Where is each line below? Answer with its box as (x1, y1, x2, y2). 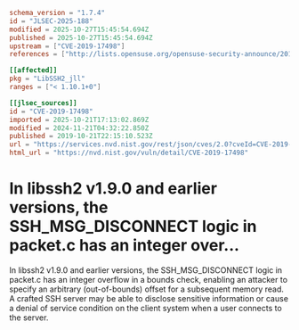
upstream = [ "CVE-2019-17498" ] (9, 41, 125, 51)
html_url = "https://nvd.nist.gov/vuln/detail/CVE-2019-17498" (9, 148, 249, 158)
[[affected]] (9, 66, 58, 75)
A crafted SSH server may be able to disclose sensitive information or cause (9, 293, 289, 303)
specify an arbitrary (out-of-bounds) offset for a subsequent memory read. (9, 284, 285, 294)
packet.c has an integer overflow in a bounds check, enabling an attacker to (9, 274, 287, 285)
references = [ (9, 50, 66, 59)
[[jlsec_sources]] (9, 98, 77, 107)
